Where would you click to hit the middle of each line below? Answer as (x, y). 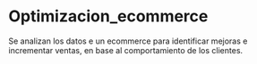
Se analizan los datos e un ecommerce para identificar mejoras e (128, 41)
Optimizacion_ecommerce (108, 16)
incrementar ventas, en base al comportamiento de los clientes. (126, 50)
